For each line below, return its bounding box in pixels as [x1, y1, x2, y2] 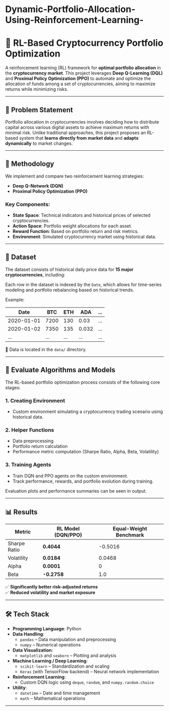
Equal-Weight [112, 525, 147, 532]
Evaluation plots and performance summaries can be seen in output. [5, 488, 147, 494]
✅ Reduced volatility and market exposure [5, 589, 96, 596]
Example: [5, 297, 25, 303]
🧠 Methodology [5, 160, 54, 168]
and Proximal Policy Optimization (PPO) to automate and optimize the [5, 76, 151, 82]
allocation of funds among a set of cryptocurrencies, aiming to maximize [5, 81, 156, 87]
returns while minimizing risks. [5, 86, 68, 92]
